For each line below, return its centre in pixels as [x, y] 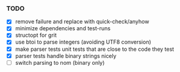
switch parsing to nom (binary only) [60, 62]
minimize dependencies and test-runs [63, 28]
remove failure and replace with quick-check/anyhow [82, 22]
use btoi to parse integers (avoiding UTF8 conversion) [83, 42]
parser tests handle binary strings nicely [66, 56]
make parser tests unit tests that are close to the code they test [95, 49]
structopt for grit [36, 35]
